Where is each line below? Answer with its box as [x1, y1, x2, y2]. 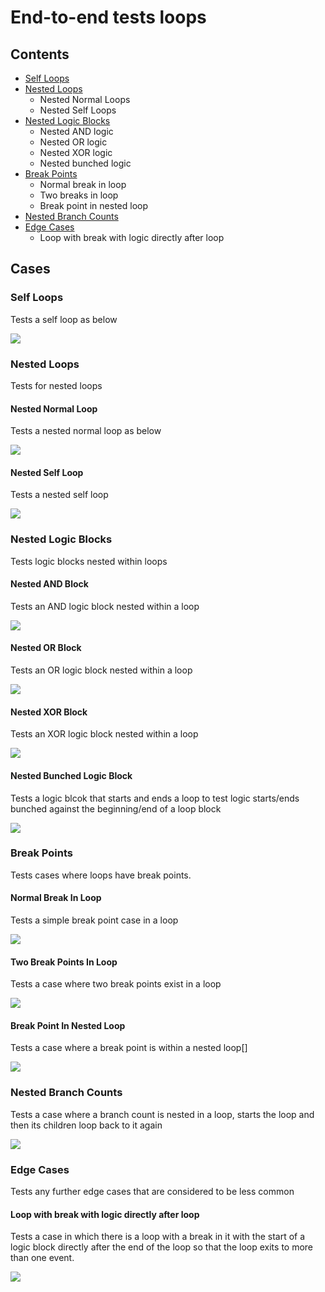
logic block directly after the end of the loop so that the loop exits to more [10, 1241, 314, 1253]
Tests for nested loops [10, 379, 103, 391]
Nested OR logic [39, 136, 108, 148]
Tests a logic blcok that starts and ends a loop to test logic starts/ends [10, 792, 300, 804]
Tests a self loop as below [10, 313, 118, 325]
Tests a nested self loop [10, 489, 109, 501]
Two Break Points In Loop [10, 956, 118, 968]
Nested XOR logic [39, 147, 113, 158]
